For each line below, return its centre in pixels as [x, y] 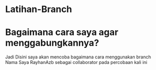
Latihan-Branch [39, 9]
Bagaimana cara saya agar [62, 32]
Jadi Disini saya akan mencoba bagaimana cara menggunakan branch [78, 57]
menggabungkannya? [52, 43]
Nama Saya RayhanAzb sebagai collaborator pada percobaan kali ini [76, 62]
